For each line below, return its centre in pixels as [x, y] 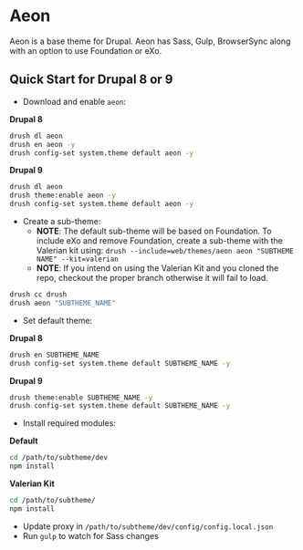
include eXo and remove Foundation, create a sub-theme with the [159, 241]
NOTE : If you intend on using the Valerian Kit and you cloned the [157, 268]
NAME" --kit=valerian [77, 259]
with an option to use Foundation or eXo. [86, 50]
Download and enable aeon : [74, 101]
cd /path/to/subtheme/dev [58, 458]
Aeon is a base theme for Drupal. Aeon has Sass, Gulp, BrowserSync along [150, 41]
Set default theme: [57, 320]
